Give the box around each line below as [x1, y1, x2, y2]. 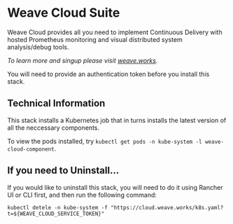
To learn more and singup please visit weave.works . [7, 56, 158, 64]
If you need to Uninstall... [7, 165, 120, 177]
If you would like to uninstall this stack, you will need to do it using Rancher [7, 183, 223, 191]
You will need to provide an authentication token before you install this [7, 70, 210, 78]
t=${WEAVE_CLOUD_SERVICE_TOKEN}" [7, 210, 105, 217]
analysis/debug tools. [7, 43, 69, 51]
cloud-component [7, 145, 55, 153]
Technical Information [7, 98, 106, 110]
